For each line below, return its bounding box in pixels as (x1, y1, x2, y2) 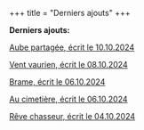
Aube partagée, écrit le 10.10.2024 (9, 42, 135, 53)
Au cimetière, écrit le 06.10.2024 (9, 93, 128, 104)
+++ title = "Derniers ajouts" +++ (9, 8, 131, 18)
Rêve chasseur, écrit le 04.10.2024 (9, 111, 136, 121)
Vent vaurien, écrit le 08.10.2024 (9, 60, 128, 69)
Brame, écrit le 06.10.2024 (9, 77, 106, 87)
